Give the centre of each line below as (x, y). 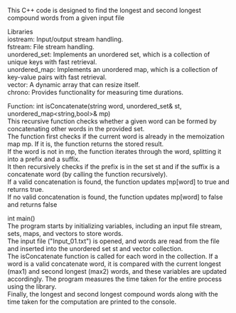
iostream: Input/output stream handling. (65, 39)
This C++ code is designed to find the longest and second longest (104, 10)
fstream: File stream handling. (51, 47)
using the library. (32, 287)
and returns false (32, 205)
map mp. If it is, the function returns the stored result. (86, 144)
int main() (21, 218)
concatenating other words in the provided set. (76, 129)
